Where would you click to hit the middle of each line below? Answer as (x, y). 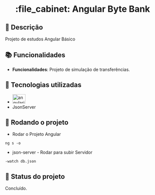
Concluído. (16, 189)
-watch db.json (21, 162)
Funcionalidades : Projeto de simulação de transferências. (71, 69)
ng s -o (13, 143)
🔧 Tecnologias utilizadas (43, 85)
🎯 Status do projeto (35, 177)
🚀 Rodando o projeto (37, 122)
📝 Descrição (24, 27)
